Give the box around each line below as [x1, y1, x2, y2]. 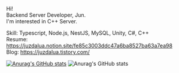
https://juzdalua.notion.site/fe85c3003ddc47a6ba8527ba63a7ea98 [6, 42, 172, 49]
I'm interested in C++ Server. [6, 18, 78, 25]
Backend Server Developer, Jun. [6, 11, 86, 19]
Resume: [6, 36, 28, 42]
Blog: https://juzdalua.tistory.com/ [6, 48, 90, 56]
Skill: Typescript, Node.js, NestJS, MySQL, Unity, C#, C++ [6, 29, 150, 36]
